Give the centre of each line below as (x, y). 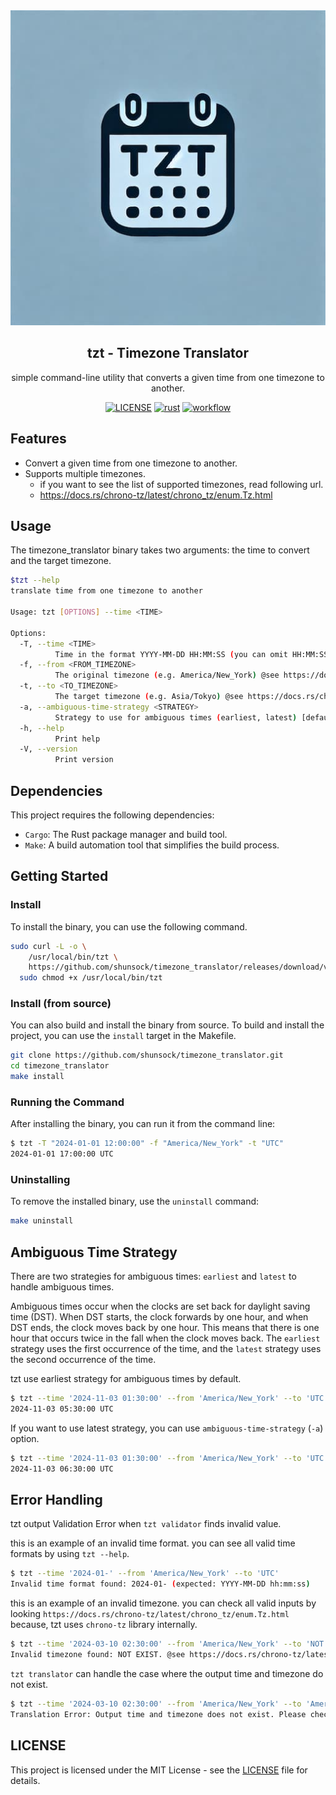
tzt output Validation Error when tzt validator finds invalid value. (146, 1524)
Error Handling (56, 1500)
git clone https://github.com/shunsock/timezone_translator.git (147, 1055)
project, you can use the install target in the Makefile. (123, 1036)
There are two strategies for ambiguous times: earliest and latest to (153, 1276)
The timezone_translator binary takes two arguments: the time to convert (160, 550)
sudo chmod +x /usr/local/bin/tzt (91, 978)
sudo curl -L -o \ (48, 946)
